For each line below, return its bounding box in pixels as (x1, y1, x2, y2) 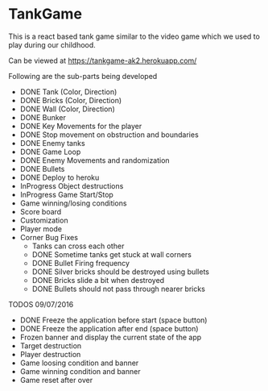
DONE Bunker (19, 112, 67, 122)
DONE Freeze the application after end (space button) (19, 323, 199, 333)
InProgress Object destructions (19, 181, 124, 190)
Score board (19, 206, 62, 216)
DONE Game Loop (19, 147, 81, 156)
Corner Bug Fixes (19, 232, 79, 242)
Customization (19, 215, 68, 225)
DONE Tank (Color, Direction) (19, 86, 118, 97)
